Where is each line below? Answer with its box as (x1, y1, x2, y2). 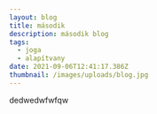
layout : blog (9, 12, 58, 22)
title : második (9, 21, 66, 30)
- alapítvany (17, 54, 66, 63)
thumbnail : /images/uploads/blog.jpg (9, 71, 149, 80)
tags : (9, 37, 29, 47)
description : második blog (9, 29, 109, 38)
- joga (17, 46, 42, 55)
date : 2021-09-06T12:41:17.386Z (9, 63, 129, 72)
